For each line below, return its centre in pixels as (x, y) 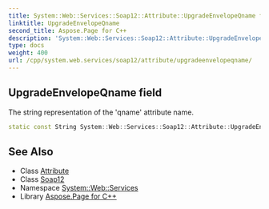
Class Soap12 (42, 179)
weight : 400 (28, 53)
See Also (31, 152)
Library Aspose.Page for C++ (68, 196)
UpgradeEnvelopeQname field (85, 93)
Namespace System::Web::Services (79, 188)
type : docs (26, 46)
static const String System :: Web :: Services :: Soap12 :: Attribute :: (119, 127)
